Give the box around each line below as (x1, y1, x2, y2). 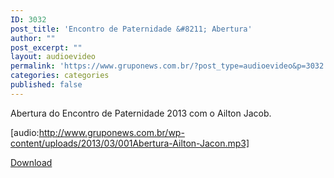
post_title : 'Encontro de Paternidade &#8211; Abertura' (10, 24, 253, 34)
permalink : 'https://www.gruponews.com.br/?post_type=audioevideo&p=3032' (10, 61, 329, 71)
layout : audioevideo (10, 52, 97, 62)
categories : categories (10, 71, 110, 81)
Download (10, 156, 53, 168)
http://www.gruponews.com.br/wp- (38, 126, 185, 138)
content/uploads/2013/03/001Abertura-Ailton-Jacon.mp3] (10, 137, 250, 149)
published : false (10, 80, 83, 90)
